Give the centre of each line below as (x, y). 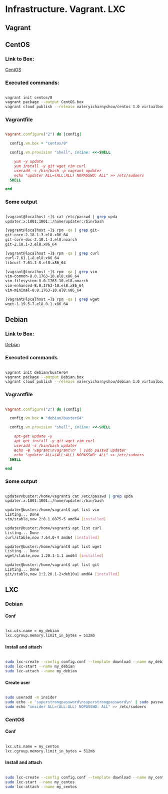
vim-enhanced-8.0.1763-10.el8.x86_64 (44, 286)
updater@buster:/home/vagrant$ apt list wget (53, 546)
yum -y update (29, 162)
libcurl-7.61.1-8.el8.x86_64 (35, 263)
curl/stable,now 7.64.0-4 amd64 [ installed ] (52, 537)
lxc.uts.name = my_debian (32, 631)
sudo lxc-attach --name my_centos (41, 786)
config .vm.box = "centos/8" (39, 144)
